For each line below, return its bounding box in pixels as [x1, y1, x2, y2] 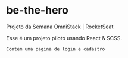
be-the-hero [6, 4, 68, 17]
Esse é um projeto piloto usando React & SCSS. [6, 34, 123, 41]
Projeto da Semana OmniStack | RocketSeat [6, 23, 114, 30]
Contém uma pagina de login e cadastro [6, 46, 105, 52]
